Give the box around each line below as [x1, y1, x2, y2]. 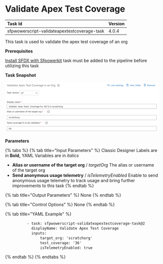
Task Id [7, 21, 22, 27]
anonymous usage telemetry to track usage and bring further [12, 177, 135, 183]
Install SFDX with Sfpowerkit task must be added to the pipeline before [5, 57, 147, 64]
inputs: [31, 230, 47, 236]
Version [108, 21, 125, 27]
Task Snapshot [5, 72, 36, 78]
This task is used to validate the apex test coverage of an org [5, 39, 128, 45]
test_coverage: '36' [40, 240, 82, 245]
